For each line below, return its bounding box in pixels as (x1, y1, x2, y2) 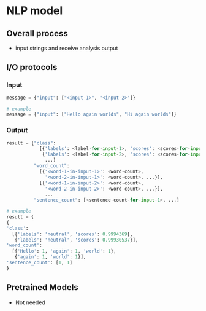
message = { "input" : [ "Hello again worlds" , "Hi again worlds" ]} (6, 111, 177, 117)
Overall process (6, 28, 69, 39)
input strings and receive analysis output (15, 44, 118, 52)
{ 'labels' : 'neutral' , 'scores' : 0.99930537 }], (14, 237, 139, 243)
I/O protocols (6, 62, 58, 73)
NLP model (6, 4, 63, 18)
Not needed (15, 299, 46, 306)
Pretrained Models (6, 282, 78, 293)
